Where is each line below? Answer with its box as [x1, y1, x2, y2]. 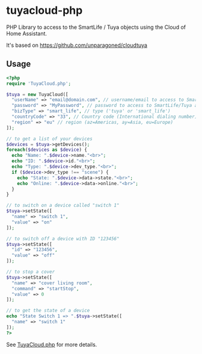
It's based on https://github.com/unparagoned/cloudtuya [6, 41, 147, 49]
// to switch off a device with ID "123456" [6, 236, 120, 242]
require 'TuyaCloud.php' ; [6, 81, 71, 87]
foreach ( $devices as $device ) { [6, 147, 87, 153]
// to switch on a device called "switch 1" [6, 203, 120, 209]
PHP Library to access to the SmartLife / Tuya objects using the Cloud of [6, 23, 186, 31]
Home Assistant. [6, 29, 47, 37]
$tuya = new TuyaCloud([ [6, 91, 69, 97]
